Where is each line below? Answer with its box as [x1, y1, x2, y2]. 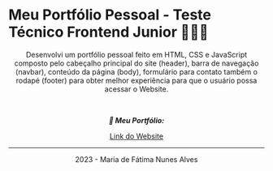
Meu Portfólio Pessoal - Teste [8, 6, 212, 24]
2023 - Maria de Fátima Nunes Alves [75, 154, 198, 164]
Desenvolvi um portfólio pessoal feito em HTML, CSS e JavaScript [25, 49, 248, 59]
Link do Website [109, 131, 164, 141]
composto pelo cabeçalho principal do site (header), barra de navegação [14, 58, 259, 68]
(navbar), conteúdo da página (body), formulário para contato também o [15, 66, 258, 76]
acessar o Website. [104, 83, 169, 94]
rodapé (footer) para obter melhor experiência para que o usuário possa [15, 75, 258, 85]
